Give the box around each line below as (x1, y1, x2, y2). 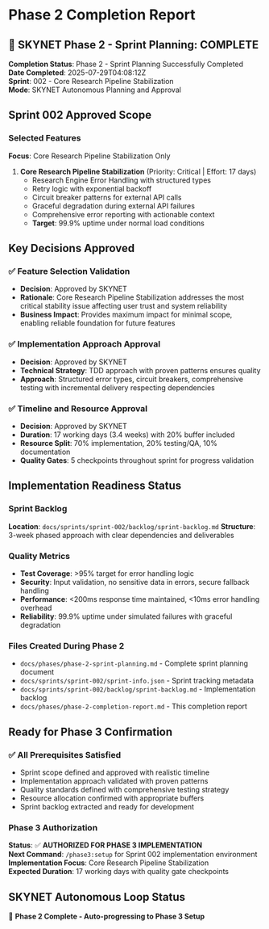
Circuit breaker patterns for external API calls (31, 192, 182, 202)
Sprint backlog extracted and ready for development (19, 801, 195, 811)
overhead (19, 603, 52, 612)
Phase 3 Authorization (8, 822, 98, 833)
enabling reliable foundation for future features (19, 318, 176, 328)
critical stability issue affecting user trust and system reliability (19, 301, 228, 311)
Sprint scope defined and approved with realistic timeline (19, 767, 210, 777)
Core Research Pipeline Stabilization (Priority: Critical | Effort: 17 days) (19, 166, 257, 176)
